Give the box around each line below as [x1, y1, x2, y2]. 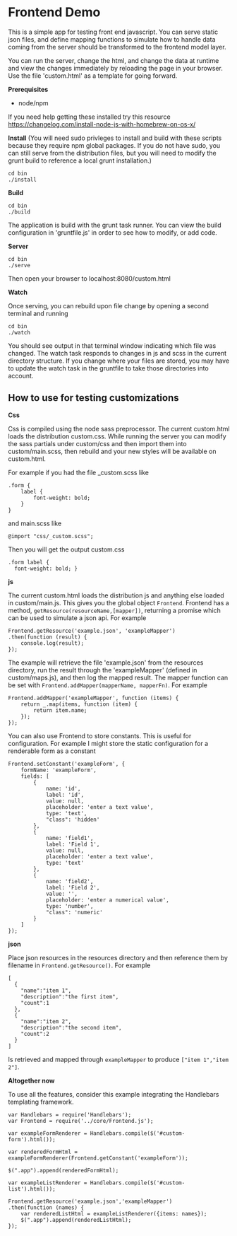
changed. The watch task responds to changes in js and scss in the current [8, 349, 227, 357]
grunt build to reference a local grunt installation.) [8, 156, 152, 165]
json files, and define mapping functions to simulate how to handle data [8, 35, 216, 43]
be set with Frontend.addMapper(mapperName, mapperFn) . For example [8, 680, 207, 689]
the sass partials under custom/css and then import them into [8, 439, 187, 448]
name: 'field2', [45, 878, 94, 885]
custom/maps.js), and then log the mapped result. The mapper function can [8, 673, 229, 682]
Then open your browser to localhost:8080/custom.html [8, 274, 171, 283]
